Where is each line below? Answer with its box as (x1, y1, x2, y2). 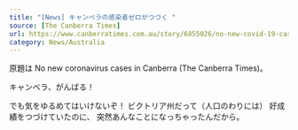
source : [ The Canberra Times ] (9, 21, 122, 30)
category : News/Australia (9, 37, 105, 47)
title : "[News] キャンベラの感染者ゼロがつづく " (9, 12, 176, 22)
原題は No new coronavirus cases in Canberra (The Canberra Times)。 (9, 63, 268, 73)
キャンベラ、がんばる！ (9, 81, 95, 93)
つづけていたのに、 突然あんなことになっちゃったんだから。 (24, 111, 245, 122)
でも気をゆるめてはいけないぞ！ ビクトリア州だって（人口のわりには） (9, 101, 268, 111)
